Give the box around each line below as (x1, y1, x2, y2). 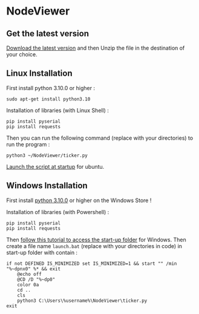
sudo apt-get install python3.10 (6, 96, 91, 102)
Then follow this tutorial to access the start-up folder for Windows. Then (6, 236, 186, 243)
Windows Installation (6, 180, 88, 191)
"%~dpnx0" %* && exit (6, 266, 61, 272)
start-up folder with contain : (6, 249, 77, 256)
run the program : (6, 140, 50, 148)
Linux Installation (6, 68, 73, 79)
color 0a (17, 281, 39, 288)
